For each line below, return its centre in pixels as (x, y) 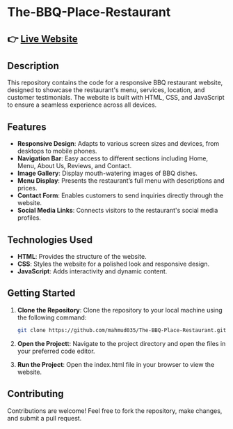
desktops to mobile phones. (57, 151)
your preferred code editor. (56, 351)
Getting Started (41, 293)
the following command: (52, 317)
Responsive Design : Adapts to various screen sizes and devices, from (118, 144)
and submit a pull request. (45, 418)
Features (27, 127)
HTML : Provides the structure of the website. (82, 257)
